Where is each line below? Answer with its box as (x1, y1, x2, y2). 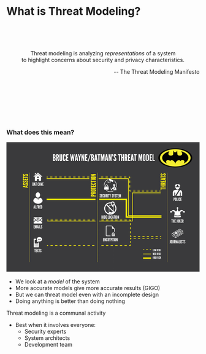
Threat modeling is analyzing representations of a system (30, 49, 176, 57)
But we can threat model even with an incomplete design (15, 291, 159, 299)
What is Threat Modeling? (6, 4, 141, 18)
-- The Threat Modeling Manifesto (113, 68, 200, 75)
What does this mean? (6, 128, 75, 136)
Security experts (24, 328, 67, 336)
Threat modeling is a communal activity (6, 309, 106, 317)
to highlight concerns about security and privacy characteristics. (21, 56, 185, 63)
